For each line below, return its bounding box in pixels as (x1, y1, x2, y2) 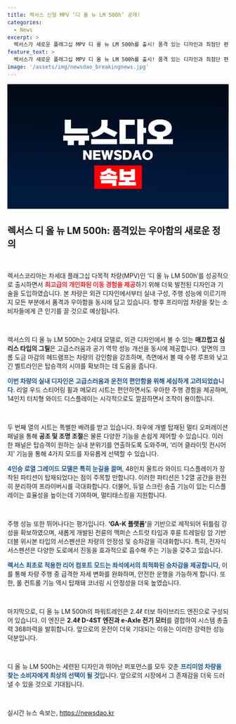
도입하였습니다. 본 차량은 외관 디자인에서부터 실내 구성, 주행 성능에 (20, 289, 202, 297)
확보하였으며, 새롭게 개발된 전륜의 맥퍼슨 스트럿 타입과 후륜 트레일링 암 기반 (20, 529, 227, 537)
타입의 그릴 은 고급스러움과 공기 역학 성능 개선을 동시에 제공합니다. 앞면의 (20, 344, 219, 352)
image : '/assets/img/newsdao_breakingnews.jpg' (7, 63, 150, 70)
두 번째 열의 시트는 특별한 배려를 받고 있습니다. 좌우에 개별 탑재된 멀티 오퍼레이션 (7, 423, 228, 431)
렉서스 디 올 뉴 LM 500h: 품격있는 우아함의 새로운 (7, 224, 211, 236)
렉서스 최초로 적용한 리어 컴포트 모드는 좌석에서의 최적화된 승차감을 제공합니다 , (7, 561, 221, 570)
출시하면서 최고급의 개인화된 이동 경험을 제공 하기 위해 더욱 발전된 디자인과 (14, 281, 216, 289)
